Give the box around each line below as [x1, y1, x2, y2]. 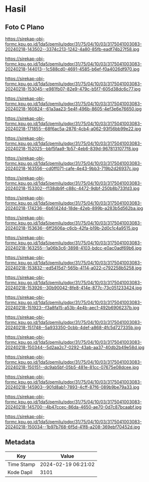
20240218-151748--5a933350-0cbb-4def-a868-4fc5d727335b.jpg [5, 324, 141, 330]
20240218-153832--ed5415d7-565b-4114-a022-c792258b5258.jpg [5, 265, 142, 271]
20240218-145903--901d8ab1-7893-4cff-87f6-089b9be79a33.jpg [5, 384, 140, 390]
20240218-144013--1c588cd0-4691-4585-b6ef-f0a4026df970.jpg [5, 66, 140, 72]
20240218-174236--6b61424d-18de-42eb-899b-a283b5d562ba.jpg [5, 206, 143, 211]
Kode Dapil [7, 469, 33, 476]
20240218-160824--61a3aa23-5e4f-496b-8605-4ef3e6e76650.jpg [5, 106, 142, 112]
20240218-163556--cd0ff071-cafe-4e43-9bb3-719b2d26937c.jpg [5, 165, 139, 171]
